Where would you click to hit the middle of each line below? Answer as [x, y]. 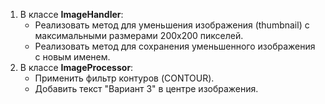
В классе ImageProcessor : [76, 67]
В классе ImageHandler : [71, 14]
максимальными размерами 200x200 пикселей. [139, 35]
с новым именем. [72, 57]
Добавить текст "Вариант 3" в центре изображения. [146, 88]
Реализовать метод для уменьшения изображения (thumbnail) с [172, 25]
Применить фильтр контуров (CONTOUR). [124, 78]
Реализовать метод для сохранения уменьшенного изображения [175, 46]
